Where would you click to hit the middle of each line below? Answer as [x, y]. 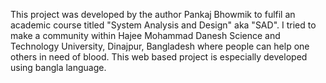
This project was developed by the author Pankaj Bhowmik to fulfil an [153, 14]
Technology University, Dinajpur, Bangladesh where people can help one [160, 46]
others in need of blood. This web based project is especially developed [159, 57]
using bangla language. [58, 67]
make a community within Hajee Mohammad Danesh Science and [145, 35]
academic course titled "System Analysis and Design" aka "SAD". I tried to [163, 25]
